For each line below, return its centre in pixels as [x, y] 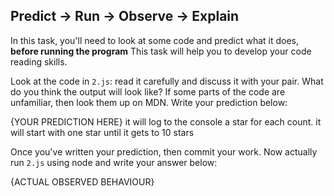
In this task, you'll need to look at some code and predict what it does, [155, 40]
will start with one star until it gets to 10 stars [102, 132]
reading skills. [39, 61]
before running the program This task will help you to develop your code [161, 51]
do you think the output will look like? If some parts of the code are [148, 91]
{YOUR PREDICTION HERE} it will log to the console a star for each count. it [166, 121]
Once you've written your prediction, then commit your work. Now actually [164, 151]
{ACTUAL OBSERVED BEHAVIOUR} [82, 181]
